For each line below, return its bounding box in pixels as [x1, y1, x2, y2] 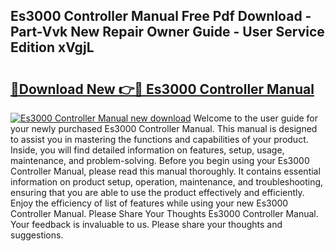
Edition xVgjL [10, 39, 95, 56]
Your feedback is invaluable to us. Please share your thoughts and [10, 219, 283, 230]
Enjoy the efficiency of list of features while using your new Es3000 [10, 197, 289, 209]
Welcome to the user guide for [193, 112, 319, 124]
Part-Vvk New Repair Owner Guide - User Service [10, 24, 325, 41]
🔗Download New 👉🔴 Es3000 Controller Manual [10, 80, 315, 98]
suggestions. [10, 229, 64, 241]
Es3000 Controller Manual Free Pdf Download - [10, 8, 312, 25]
